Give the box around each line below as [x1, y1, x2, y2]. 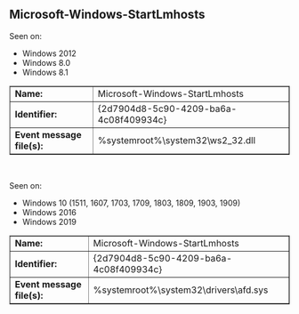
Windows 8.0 [21, 57, 71, 68]
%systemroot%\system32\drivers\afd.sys [93, 284, 269, 296]
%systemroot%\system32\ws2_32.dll [97, 133, 256, 146]
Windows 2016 [21, 206, 77, 217]
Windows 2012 [21, 48, 77, 59]
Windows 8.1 [21, 67, 69, 77]
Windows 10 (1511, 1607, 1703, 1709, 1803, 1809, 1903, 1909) [21, 197, 241, 208]
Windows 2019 [21, 216, 77, 227]
